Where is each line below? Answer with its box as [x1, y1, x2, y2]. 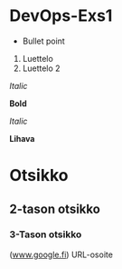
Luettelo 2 [22, 63, 61, 74]
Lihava [9, 133, 35, 144]
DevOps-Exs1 [9, 5, 113, 26]
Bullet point [22, 35, 65, 46]
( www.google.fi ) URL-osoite [9, 249, 113, 260]
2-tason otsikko [9, 201, 101, 216]
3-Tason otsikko [9, 228, 82, 241]
